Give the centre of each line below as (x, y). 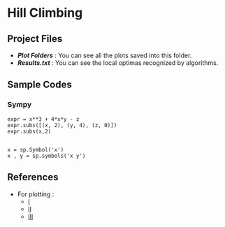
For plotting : (36, 194)
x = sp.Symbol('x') (36, 149)
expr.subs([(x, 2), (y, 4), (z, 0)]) (62, 125)
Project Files (35, 39)
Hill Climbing (45, 13)
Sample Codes (39, 85)
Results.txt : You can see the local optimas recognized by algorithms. (118, 63)
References (33, 177)
